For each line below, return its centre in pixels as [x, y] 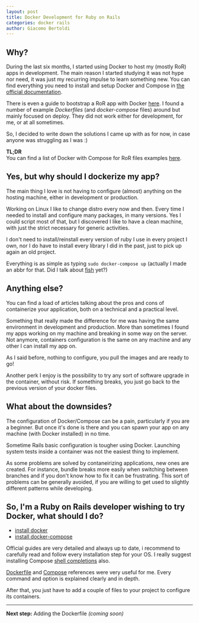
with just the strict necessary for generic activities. [68, 228]
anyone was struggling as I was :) [47, 140]
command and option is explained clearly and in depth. [73, 579]
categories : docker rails [38, 23]
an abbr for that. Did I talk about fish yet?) [57, 270]
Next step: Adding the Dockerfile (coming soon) [65, 613]
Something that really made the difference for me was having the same [93, 320]
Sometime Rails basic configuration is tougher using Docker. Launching [93, 445]
